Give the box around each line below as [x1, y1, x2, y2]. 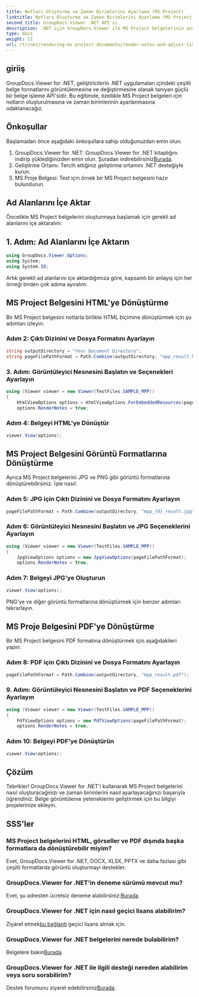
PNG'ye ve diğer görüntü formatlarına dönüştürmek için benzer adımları [6, 598, 181, 605]
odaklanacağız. [6, 104, 43, 111]
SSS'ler [6, 819, 34, 829]
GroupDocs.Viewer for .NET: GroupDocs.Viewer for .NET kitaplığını [14, 149, 178, 156]
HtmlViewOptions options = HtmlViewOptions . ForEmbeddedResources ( [17, 400, 184, 405]
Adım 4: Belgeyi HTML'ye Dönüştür [6, 419, 110, 427]
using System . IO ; [6, 263, 49, 270]
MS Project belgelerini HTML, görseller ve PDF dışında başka [6, 836, 184, 845]
